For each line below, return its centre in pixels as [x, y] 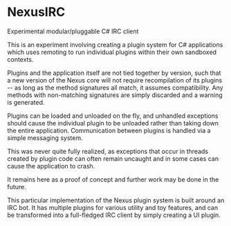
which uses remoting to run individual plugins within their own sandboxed [112, 52]
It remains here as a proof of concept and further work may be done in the [113, 179]
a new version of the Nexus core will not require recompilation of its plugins [115, 80]
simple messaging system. [45, 138]
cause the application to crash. [51, 166]
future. [17, 186]
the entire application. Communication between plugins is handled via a [109, 130]
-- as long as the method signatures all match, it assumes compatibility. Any [115, 87]
